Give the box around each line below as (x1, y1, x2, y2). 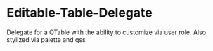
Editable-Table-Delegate (6, 5, 153, 21)
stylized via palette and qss (6, 35, 86, 43)
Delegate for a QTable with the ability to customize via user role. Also (6, 28, 207, 36)
